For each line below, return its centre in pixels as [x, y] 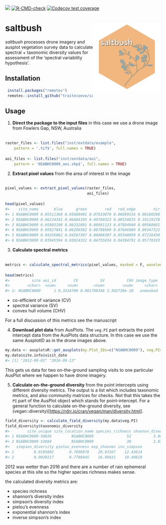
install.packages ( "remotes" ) [37, 90]
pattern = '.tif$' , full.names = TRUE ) [55, 148]
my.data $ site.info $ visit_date [36, 355]
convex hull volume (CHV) [39, 311]
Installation [23, 78]
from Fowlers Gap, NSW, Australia [47, 128]
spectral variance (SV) [35, 306]
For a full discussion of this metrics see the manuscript [61, 320]
